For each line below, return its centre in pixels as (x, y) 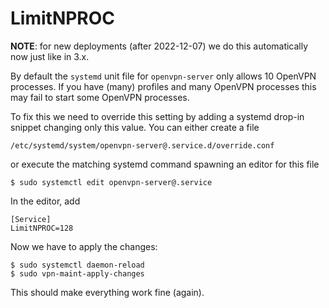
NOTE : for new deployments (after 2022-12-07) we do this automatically (159, 46)
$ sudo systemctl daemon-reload (77, 265)
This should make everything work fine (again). (107, 292)
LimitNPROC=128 (42, 228)
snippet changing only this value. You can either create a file (135, 127)
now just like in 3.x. (50, 56)
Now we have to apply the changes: (84, 246)
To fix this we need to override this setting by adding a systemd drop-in (157, 116)
